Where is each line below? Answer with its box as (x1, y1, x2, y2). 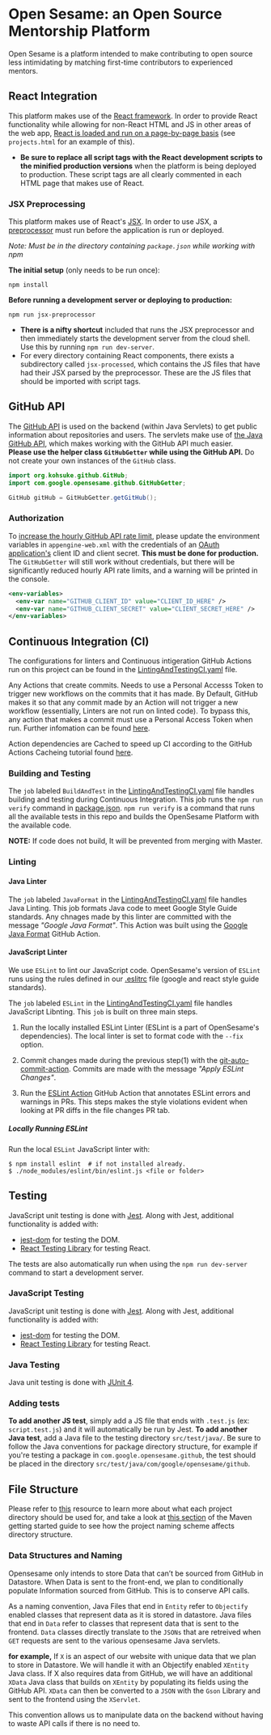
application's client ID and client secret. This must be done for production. (8, 548, 259, 558)
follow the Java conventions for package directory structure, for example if (8, 1441, 258, 1452)
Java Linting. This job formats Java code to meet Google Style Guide (8, 903, 238, 912)
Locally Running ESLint (8, 1124, 88, 1133)
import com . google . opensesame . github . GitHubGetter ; (8, 479, 186, 487)
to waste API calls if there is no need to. (8, 1718, 141, 1728)
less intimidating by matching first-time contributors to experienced (8, 57, 233, 67)
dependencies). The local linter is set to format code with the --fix (19, 1030, 244, 1040)
